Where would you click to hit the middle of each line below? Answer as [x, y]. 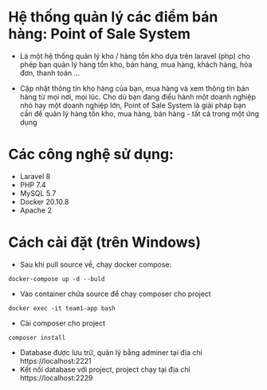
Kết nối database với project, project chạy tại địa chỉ [105, 369]
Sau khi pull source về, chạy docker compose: [96, 264]
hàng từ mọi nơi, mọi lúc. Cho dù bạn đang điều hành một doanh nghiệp [138, 96]
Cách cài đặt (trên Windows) [105, 242]
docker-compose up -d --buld [57, 279]
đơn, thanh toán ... [50, 72]
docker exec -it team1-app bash [62, 308]
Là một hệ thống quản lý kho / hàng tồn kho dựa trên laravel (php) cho [135, 56]
